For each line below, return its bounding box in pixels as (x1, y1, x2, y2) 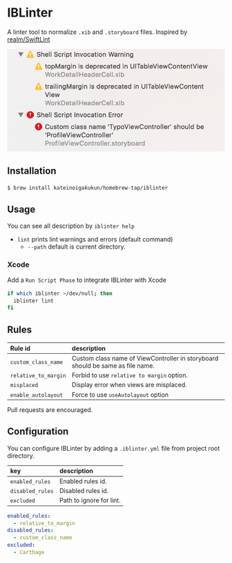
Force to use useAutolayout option (71, 390, 169, 399)
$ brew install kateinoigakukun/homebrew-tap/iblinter (7, 184, 168, 191)
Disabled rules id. (59, 486, 109, 494)
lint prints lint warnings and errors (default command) (17, 235, 173, 244)
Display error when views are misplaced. (71, 381, 187, 389)
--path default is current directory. (27, 242, 126, 251)
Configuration (7, 426, 69, 438)
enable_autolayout (10, 391, 64, 399)
